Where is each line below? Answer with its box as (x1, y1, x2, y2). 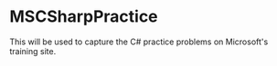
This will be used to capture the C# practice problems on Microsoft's (9, 36, 269, 47)
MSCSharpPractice (9, 6, 158, 27)
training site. (9, 45, 57, 56)
